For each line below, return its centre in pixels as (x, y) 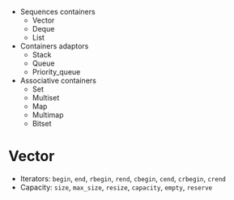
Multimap (48, 115)
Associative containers (58, 81)
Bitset (42, 123)
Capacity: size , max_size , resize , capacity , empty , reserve (116, 187)
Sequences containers (57, 12)
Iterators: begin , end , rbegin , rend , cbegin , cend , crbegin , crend (123, 178)
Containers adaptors (54, 46)
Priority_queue (56, 72)
